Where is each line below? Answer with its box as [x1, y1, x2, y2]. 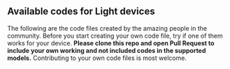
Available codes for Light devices [7, 6, 155, 17]
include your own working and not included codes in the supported [7, 46, 206, 54]
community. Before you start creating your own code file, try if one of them [7, 31, 224, 40]
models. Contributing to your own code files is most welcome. [7, 54, 187, 62]
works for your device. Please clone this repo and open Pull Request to [7, 38, 215, 47]
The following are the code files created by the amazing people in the [7, 24, 208, 32]
